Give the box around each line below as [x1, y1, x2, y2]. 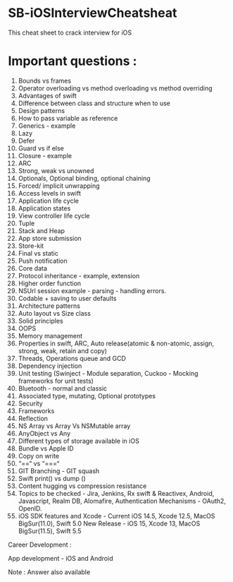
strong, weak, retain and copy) [18, 346, 108, 355]
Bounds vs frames [18, 76, 72, 85]
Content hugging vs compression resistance [18, 482, 147, 490]
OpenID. [18, 504, 42, 513]
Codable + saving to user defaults [18, 294, 117, 302]
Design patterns [18, 106, 65, 114]
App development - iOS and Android [8, 554, 113, 562]
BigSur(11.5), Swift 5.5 [18, 526, 82, 535]
